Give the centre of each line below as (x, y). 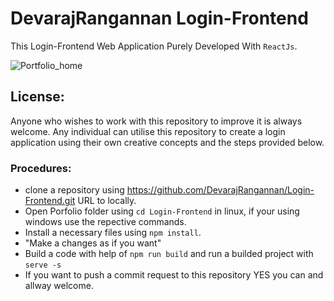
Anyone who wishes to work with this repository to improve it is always (156, 121)
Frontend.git (50, 201)
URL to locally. (107, 201)
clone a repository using (74, 190)
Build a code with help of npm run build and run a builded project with (169, 254)
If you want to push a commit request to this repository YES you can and (174, 275)
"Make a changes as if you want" (93, 243)
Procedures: (41, 168)
